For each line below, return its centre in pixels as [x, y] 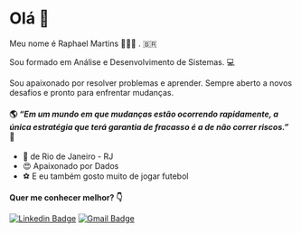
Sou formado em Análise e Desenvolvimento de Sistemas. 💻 [122, 61]
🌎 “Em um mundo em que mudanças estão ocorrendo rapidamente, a [144, 114]
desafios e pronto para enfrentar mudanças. [92, 92]
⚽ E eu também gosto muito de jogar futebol [105, 176]
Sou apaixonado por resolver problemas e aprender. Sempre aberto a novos [150, 83]
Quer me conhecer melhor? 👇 [66, 198]
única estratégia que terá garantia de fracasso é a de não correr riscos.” [149, 126]
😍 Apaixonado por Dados [71, 166]
